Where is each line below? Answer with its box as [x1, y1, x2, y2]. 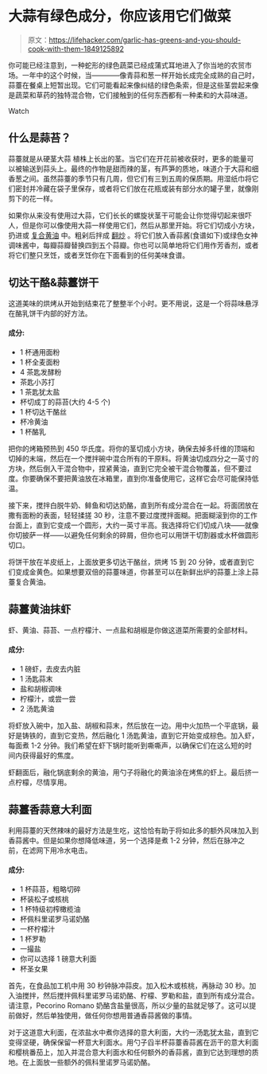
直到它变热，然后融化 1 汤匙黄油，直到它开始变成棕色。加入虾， [49, 730, 259, 740]
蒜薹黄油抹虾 [8, 602, 72, 617]
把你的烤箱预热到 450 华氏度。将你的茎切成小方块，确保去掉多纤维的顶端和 [8, 443, 256, 453]
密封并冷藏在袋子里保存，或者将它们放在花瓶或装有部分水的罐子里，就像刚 [14, 184, 259, 193]
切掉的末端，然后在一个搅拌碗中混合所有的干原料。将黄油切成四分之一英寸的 [8, 453, 259, 463]
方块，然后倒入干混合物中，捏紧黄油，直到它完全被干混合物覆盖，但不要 [8, 463, 245, 473]
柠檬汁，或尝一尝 [19, 694, 76, 703]
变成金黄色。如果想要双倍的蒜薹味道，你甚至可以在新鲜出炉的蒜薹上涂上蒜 [14, 566, 259, 577]
